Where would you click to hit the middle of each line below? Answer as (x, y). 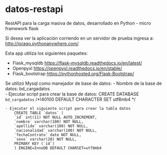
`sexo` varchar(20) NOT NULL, (46, 139)
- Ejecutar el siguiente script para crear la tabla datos (68, 108)
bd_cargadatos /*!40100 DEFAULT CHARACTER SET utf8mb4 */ (70, 99)
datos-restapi (34, 9)
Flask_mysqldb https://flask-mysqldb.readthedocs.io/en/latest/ (77, 63)
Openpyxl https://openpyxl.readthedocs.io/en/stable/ (67, 68)
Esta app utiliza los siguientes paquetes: (46, 53)
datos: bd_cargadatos (27, 88)
